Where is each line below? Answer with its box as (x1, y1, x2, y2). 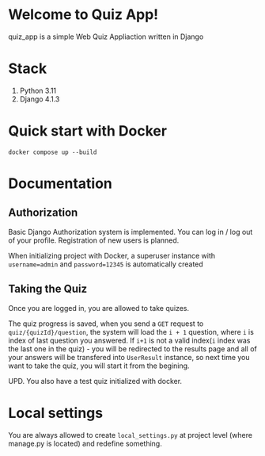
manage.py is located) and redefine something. (8, 439, 162, 448)
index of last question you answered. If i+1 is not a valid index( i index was (8, 335, 251, 345)
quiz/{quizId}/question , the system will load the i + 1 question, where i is (8, 327, 255, 336)
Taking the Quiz (8, 282, 88, 296)
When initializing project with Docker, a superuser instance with (8, 251, 216, 260)
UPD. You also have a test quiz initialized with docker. (8, 376, 183, 385)
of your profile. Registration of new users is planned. (8, 236, 180, 245)
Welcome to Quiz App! (8, 6, 159, 24)
